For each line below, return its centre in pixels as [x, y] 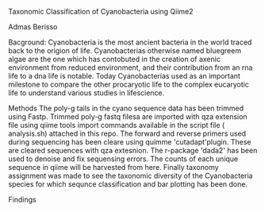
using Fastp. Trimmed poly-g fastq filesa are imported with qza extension [128, 117]
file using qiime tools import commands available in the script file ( [117, 125]
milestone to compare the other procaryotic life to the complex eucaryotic [129, 84]
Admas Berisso [33, 27]
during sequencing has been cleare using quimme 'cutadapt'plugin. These [130, 142]
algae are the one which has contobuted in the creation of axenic [114, 59]
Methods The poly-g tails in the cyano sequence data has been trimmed [126, 108]
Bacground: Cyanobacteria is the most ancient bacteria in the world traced [130, 42]
